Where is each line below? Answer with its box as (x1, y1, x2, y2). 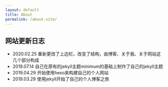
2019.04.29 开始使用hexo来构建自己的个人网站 (12, 70, 109, 76)
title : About (5, 12, 33, 17)
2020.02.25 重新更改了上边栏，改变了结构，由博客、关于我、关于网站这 (12, 51, 161, 57)
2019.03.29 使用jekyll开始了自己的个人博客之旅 (12, 76, 109, 82)
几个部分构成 (12, 57, 39, 63)
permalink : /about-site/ (5, 17, 57, 22)
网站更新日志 (5, 36, 45, 45)
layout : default (5, 7, 39, 13)
